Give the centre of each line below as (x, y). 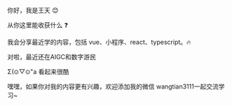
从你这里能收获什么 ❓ (38, 25)
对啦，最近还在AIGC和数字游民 (52, 57)
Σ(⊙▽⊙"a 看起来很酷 (38, 71)
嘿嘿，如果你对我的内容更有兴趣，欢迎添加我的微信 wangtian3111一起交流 (113, 86)
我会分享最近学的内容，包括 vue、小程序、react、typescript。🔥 (99, 42)
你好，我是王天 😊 (33, 10)
